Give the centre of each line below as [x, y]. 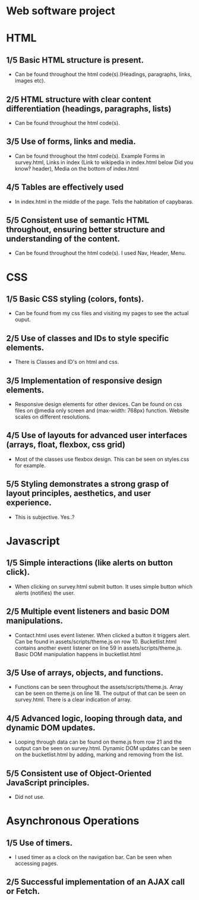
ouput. [23, 320]
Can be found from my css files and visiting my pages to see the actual [102, 313]
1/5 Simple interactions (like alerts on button [90, 563]
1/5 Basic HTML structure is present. [75, 60]
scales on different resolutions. [53, 417]
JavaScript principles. [48, 783]
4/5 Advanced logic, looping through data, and [94, 718]
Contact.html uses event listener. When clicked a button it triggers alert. [102, 635]
